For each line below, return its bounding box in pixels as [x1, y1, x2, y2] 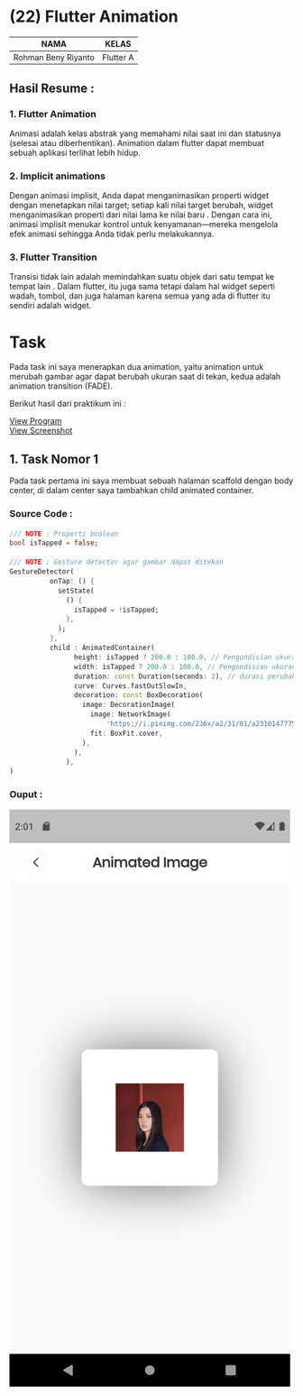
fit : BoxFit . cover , [89, 729, 164, 738]
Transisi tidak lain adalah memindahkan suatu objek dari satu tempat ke [9, 271, 275, 282]
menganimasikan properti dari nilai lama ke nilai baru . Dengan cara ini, [9, 209, 272, 220]
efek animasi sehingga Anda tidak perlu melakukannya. [9, 228, 215, 240]
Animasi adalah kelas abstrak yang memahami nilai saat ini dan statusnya [9, 128, 281, 139]
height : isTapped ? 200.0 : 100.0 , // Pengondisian [73, 652, 272, 662]
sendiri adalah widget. [9, 300, 92, 311]
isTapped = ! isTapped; [73, 605, 160, 614]
